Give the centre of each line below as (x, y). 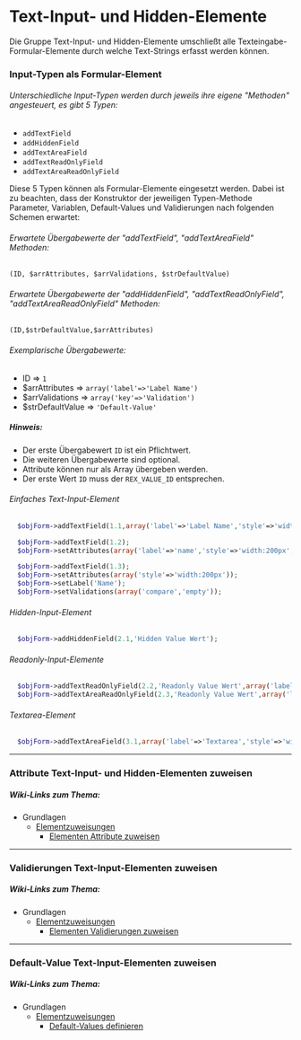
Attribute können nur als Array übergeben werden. (115, 469)
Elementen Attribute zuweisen (104, 836)
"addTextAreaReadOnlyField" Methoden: (85, 304)
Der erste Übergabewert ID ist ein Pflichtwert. (106, 450)
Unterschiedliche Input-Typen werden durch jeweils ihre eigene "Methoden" (149, 95)
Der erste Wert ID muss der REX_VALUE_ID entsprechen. (123, 479)
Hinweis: (26, 427)
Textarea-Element (43, 715)
